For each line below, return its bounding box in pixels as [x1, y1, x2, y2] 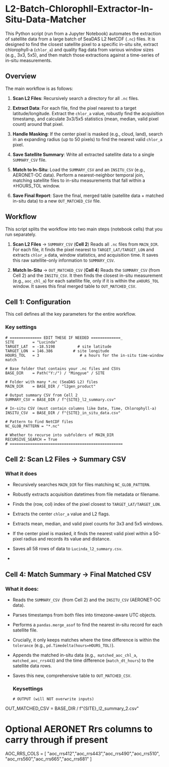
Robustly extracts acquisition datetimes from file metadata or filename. [12, 491, 160, 498]
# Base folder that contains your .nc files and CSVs [5, 366, 121, 371]
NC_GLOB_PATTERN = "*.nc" [5, 423, 60, 428]
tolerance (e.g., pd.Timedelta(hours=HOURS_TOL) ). [12, 642, 115, 648]
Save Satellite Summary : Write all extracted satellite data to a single [12, 151, 155, 157]
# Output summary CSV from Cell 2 [5, 393, 78, 398]
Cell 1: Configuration [5, 298, 71, 306]
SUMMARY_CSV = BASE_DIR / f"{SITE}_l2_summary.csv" [5, 397, 116, 402]
